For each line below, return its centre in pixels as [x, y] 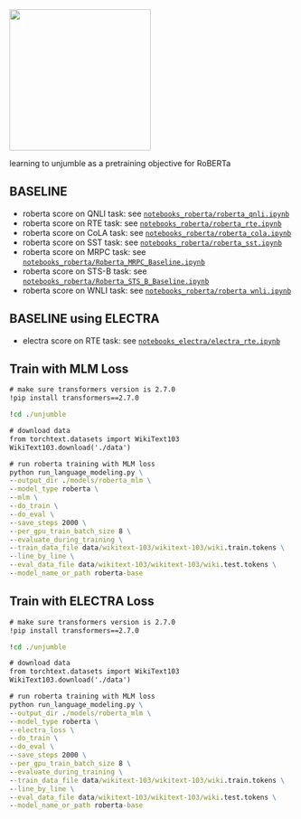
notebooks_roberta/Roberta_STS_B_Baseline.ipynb [116, 281]
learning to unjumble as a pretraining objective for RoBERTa [120, 163]
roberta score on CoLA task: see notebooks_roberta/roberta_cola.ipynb [157, 232]
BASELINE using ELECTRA [85, 319]
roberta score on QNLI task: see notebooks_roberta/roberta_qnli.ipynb [156, 213]
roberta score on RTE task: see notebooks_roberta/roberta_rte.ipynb [152, 223]
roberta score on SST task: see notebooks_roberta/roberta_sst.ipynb [152, 242]
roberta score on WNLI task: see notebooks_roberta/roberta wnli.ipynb [157, 290]
